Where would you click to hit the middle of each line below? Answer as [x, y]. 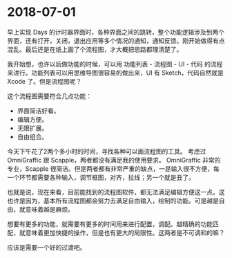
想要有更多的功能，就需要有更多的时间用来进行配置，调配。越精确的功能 [110, 224]
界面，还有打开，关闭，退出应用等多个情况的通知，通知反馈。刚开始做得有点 [116, 40]
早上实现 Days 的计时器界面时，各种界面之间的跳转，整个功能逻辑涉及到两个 [116, 32]
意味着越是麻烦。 [49, 209]
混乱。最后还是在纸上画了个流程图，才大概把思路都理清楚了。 [95, 49]
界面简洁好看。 [38, 111]
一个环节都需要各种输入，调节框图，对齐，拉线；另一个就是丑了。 [101, 177]
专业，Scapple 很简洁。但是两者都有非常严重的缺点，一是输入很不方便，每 [113, 168]
